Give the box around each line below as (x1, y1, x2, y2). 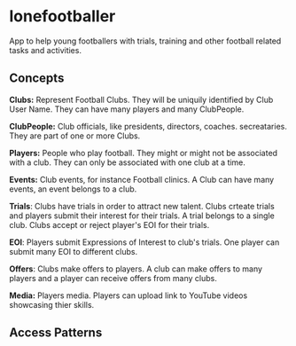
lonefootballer (9, 6, 116, 27)
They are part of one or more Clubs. (9, 130, 141, 141)
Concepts (9, 71, 65, 86)
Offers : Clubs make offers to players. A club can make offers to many (9, 263, 263, 274)
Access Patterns (9, 326, 103, 341)
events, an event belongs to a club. (9, 184, 137, 194)
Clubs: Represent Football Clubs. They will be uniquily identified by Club (9, 94, 274, 105)
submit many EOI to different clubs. (9, 246, 138, 256)
